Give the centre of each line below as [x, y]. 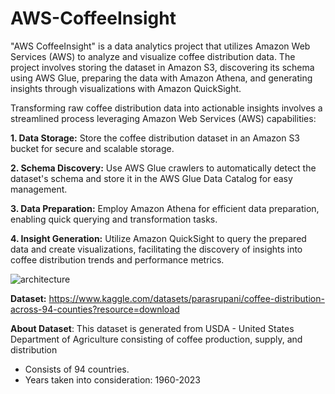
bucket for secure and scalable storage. [92, 148]
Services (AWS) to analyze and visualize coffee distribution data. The [153, 56]
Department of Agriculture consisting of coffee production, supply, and [156, 339]
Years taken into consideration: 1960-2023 [113, 379]
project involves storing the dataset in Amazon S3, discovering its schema [162, 67]
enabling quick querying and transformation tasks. [114, 219]
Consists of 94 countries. [77, 369]
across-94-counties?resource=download [95, 309]
